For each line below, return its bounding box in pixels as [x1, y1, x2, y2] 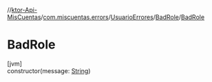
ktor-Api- [11, 6, 38, 14]
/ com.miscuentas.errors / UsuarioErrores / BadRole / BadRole [41, 13, 205, 21]
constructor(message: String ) [7, 66, 91, 74]
